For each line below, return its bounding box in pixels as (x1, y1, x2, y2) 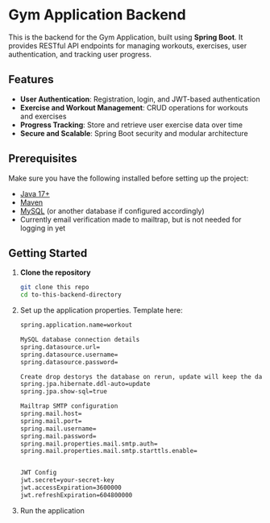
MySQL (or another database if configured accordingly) (19, 205, 206, 215)
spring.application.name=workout (19, 321, 133, 330)
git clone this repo (19, 284, 89, 292)
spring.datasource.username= (19, 351, 118, 359)
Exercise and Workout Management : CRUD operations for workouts (19, 102, 248, 112)
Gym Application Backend (8, 6, 187, 24)
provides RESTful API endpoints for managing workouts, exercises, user (8, 40, 247, 50)
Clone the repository (19, 268, 91, 277)
